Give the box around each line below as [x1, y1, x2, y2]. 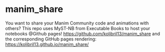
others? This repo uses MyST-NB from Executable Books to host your [5, 25, 150, 31]
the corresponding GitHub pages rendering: [5, 36, 97, 42]
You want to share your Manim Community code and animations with [5, 20, 149, 26]
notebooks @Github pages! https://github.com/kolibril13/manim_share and [5, 30, 160, 36]
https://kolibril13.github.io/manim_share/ [5, 41, 89, 47]
